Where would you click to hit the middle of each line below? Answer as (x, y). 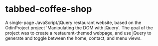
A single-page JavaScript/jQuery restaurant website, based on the (73, 23)
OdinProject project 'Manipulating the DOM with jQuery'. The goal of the (79, 27)
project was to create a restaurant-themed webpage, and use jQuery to (78, 33)
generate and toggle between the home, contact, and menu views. (74, 38)
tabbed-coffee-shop (49, 9)
